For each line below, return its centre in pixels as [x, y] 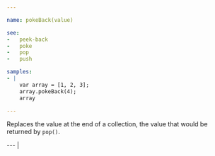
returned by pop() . [34, 132]
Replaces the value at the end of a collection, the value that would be [107, 124]
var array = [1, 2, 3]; [54, 85]
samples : [19, 72]
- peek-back [28, 40]
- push [19, 59]
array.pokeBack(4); [48, 91]
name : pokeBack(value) [40, 20]
